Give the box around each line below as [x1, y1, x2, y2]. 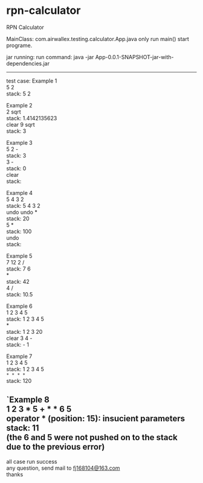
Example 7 [6, 353, 33, 360]
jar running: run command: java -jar [6, 53, 94, 60]
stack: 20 [6, 215, 30, 222]
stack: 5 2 [6, 90, 31, 97]
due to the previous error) [6, 442, 105, 452]
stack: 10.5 [6, 290, 33, 298]
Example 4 [6, 189, 33, 196]
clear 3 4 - [6, 334, 33, 342]
